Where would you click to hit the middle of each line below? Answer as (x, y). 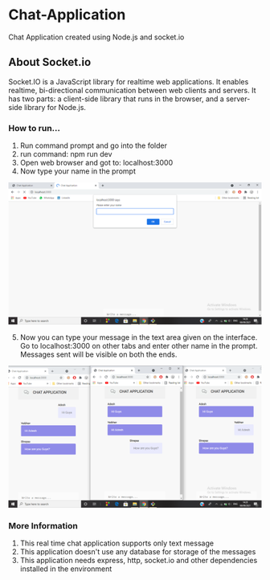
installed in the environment (66, 569)
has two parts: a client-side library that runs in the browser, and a (117, 99)
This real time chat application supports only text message (117, 543)
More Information (43, 525)
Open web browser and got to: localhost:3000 (96, 163)
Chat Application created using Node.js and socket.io (96, 37)
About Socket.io (50, 62)
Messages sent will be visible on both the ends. (98, 354)
